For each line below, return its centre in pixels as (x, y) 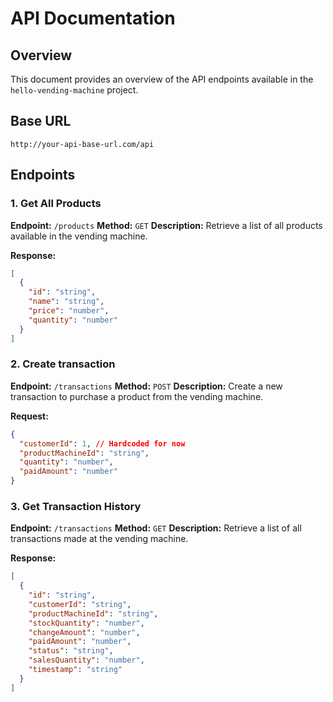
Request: (29, 416)
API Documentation (93, 18)
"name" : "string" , (66, 302)
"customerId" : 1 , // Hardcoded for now (102, 443)
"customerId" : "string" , (80, 604)
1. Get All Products (56, 204)
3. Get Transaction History (76, 506)
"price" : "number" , (69, 311)
